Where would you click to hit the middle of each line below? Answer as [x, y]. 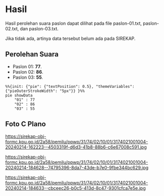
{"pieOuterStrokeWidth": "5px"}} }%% [45, 91]
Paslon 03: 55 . [28, 77]
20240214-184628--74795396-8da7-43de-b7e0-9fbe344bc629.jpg [77, 167]
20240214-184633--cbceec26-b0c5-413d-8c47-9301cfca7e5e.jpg [75, 188]
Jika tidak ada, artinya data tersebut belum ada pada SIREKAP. [70, 38]
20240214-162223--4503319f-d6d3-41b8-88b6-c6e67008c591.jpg [76, 147]
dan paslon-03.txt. [39, 28]
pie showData [19, 95]
